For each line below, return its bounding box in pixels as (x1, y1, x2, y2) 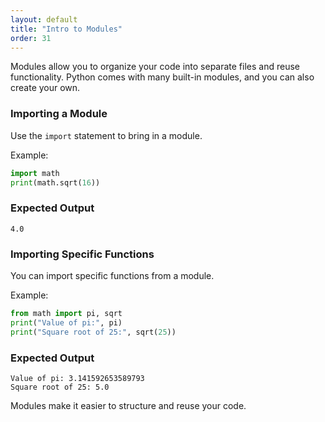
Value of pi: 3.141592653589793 (10, 373, 145, 383)
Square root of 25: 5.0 (10, 382, 110, 392)
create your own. (10, 82, 81, 94)
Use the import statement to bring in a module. (10, 129, 203, 141)
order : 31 (10, 33, 52, 43)
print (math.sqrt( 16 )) (10, 177, 101, 188)
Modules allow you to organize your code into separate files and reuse (10, 61, 300, 73)
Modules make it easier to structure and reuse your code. (10, 399, 247, 411)
